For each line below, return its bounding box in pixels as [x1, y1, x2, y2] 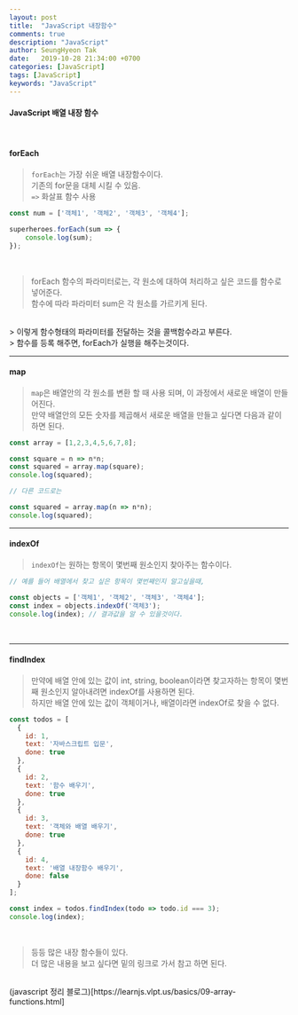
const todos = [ [9, 715, 69, 724]
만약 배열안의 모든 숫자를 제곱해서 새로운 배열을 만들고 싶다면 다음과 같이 [30, 409, 282, 420]
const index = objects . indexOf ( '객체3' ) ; [9, 601, 161, 610]
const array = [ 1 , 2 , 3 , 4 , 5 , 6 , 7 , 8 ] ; [9, 438, 137, 447]
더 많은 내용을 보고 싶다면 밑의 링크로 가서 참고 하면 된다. [30, 957, 228, 968]
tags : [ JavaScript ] [9, 71, 82, 80]
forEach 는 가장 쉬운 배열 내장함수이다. [30, 169, 164, 180]
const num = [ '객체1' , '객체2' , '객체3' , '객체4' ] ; [9, 209, 189, 218]
